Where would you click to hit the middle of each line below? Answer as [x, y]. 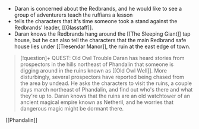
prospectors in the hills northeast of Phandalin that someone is [97, 64]
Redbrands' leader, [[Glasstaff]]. [53, 27]
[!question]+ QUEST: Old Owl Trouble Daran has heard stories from [102, 58]
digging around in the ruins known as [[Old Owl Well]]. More [94, 70]
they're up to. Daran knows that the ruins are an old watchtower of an [105, 96]
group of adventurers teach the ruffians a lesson [73, 15]
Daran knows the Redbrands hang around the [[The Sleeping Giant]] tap [102, 34]
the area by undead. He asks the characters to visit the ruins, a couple [106, 83]
